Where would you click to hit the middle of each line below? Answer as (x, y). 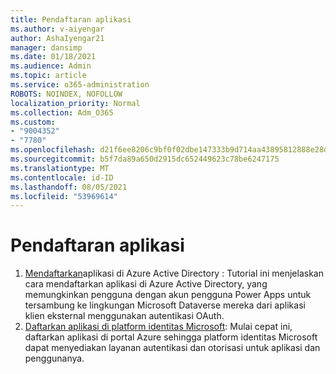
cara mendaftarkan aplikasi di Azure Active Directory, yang (146, 284)
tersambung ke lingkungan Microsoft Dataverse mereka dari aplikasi (165, 305)
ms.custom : (33, 122)
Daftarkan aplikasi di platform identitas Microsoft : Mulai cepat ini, (158, 327)
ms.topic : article (48, 76)
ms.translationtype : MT (60, 168)
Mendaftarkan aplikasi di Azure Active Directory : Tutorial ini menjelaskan (174, 273)
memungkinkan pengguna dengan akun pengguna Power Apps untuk (168, 295)
